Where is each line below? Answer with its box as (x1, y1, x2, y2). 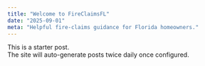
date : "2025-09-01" (7, 17, 65, 24)
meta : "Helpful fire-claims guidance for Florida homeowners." (7, 23, 199, 31)
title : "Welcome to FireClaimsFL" (7, 10, 110, 18)
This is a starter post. (7, 43, 70, 52)
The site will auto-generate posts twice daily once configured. (7, 50, 190, 59)
